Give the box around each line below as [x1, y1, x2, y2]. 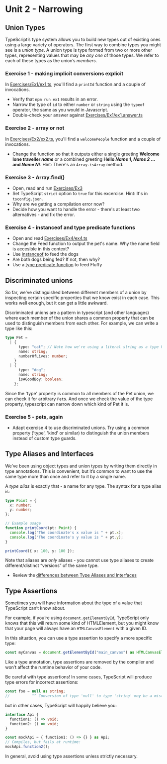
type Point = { [5, 498, 37, 503]
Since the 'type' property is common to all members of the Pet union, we [5, 390, 154, 396]
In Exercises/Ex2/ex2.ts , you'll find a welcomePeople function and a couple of [5, 136, 161, 142]
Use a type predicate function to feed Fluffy [12, 262, 102, 268]
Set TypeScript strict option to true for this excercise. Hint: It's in [12, 190, 148, 196]
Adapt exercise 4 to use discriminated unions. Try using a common [12, 425, 150, 431]
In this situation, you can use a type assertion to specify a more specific [5, 635, 153, 641]
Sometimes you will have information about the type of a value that [5, 600, 142, 606]
